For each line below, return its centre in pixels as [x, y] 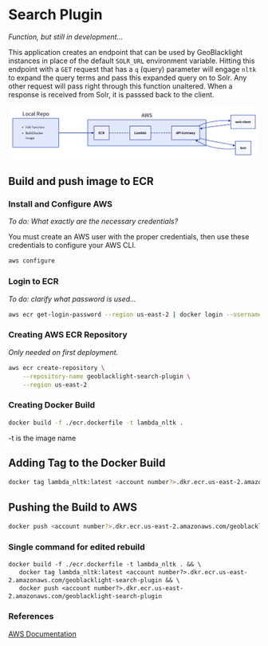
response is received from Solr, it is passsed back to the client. [111, 94]
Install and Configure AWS [61, 204]
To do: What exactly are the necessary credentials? [93, 222]
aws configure [32, 261]
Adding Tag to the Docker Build [87, 463]
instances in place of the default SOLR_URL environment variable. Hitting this [132, 61]
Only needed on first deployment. [63, 352]
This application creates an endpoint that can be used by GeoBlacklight [126, 52]
